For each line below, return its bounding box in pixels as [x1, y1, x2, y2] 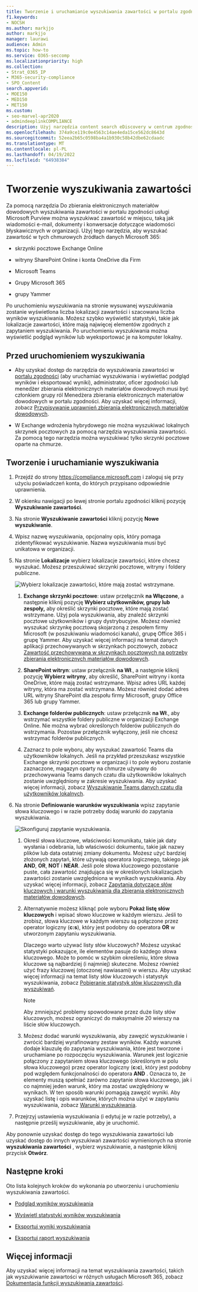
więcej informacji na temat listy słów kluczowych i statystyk [23, 973, 169, 980]
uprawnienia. [14, 486, 47, 493]
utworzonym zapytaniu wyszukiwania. [23, 930, 117, 937]
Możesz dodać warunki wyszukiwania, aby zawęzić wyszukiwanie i [23, 1032, 187, 1039]
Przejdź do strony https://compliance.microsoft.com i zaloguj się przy [14, 473, 184, 481]
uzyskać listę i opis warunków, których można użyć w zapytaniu [23, 1095, 179, 1102]
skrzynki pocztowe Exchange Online [14, 245, 103, 252]
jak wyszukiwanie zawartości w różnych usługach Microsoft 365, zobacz [6, 1273, 183, 1280]
